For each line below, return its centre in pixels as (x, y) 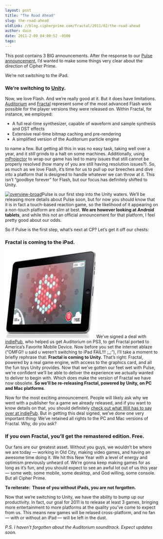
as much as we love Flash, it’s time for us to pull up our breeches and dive (79, 169)
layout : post (18, 10)
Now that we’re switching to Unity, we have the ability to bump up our (75, 497)
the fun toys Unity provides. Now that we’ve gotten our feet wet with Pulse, (80, 367)
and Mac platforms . (25, 388)
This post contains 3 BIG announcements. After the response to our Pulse (79, 56)
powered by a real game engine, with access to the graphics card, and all (79, 363)
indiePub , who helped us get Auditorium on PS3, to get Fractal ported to (77, 342)
